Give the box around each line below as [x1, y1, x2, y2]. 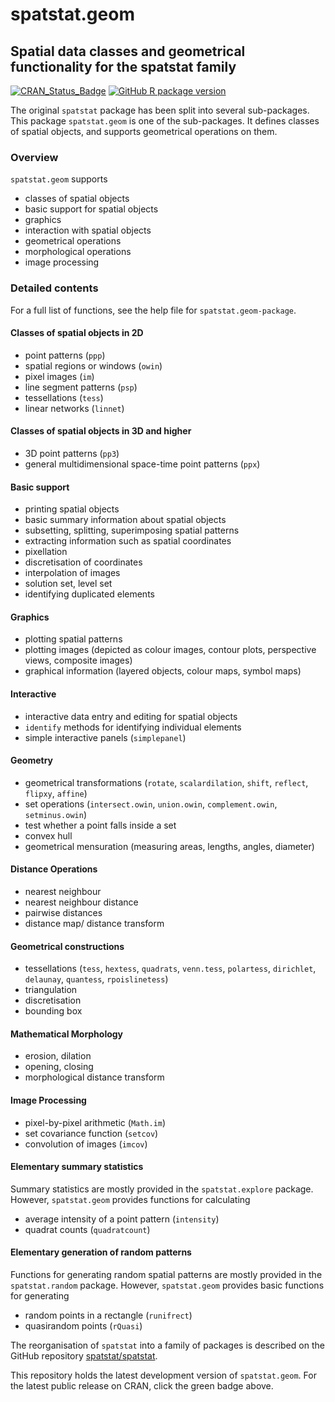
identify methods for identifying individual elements [24, 721, 242, 733]
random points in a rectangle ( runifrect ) [24, 1309, 193, 1322]
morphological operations [24, 246, 132, 258]
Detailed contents [10, 281, 99, 295]
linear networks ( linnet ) [24, 402, 125, 414]
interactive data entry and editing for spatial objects [24, 710, 238, 722]
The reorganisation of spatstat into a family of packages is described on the [10, 1339, 325, 1352]
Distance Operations [10, 863, 98, 875]
